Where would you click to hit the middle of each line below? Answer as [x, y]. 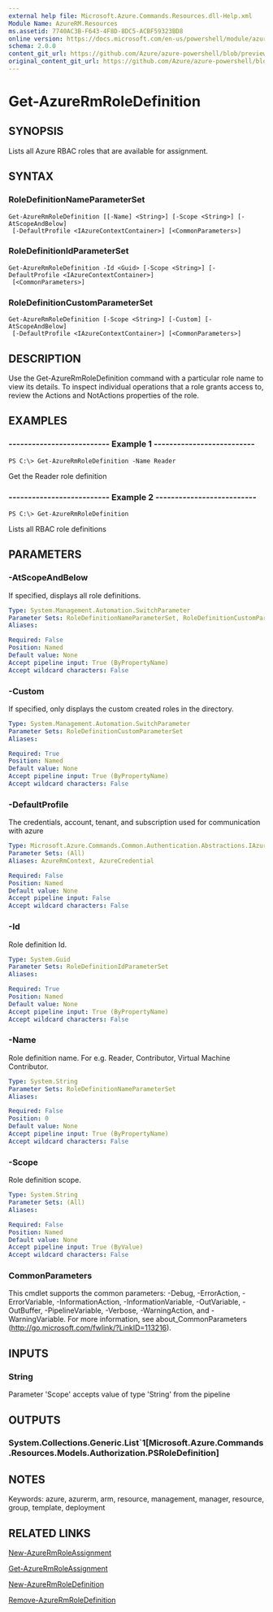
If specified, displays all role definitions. [75, 595]
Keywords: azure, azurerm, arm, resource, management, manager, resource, [136, 1499]
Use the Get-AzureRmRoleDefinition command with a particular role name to [136, 378]
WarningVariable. [37, 1319]
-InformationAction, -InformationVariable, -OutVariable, [149, 1302]
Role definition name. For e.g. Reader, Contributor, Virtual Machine [119, 1058]
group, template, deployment [57, 1508]
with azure [26, 831]
